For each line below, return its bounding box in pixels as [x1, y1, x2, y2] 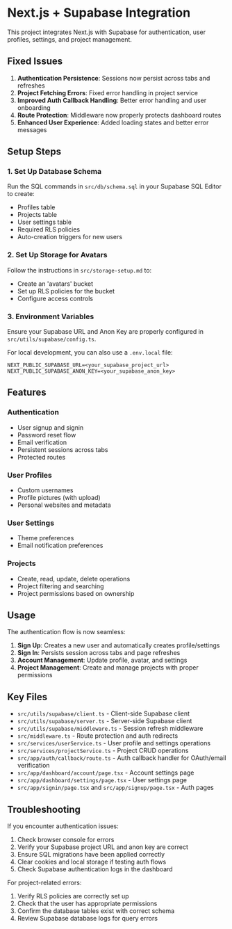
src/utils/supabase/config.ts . [7, 335, 97, 344]
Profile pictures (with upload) [17, 494, 101, 502]
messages [17, 125, 47, 134]
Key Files [7, 690, 47, 703]
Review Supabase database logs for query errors [17, 914, 158, 923]
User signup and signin [17, 423, 84, 432]
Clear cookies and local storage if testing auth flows [17, 857, 167, 866]
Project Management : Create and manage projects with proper [17, 663, 199, 672]
